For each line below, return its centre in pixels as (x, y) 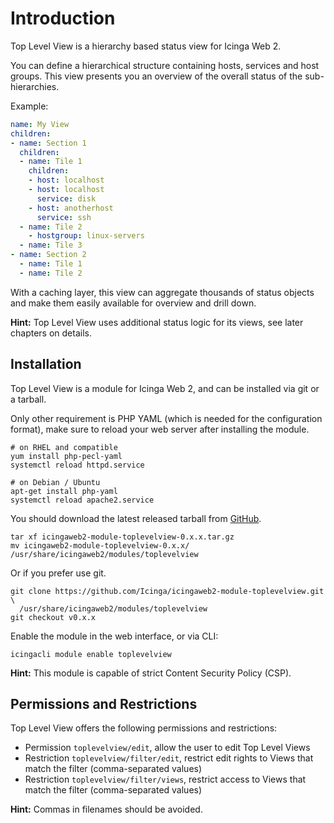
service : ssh (64, 217)
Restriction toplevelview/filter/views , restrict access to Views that (165, 779)
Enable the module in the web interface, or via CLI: (114, 636)
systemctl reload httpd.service (77, 465)
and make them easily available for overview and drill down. (133, 303)
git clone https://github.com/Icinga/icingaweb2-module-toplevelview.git (167, 591)
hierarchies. (35, 86)
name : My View (40, 124)
